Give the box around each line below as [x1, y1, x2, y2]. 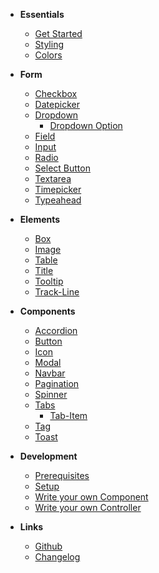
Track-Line [34, 286, 80, 298]
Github [34, 540, 63, 552]
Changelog [34, 551, 81, 563]
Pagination [34, 378, 80, 389]
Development [19, 450, 78, 462]
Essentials [19, 9, 65, 20]
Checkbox [34, 88, 78, 99]
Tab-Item [49, 410, 88, 421]
